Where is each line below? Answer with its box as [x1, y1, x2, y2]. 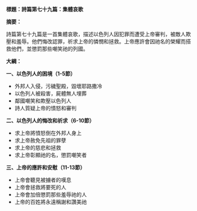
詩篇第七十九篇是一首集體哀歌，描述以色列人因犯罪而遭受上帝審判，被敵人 [6, 30, 186, 38]
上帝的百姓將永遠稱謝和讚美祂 [14, 199, 87, 205]
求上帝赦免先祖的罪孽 [14, 137, 66, 144]
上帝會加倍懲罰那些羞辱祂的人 [14, 191, 87, 198]
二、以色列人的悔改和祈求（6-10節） [6, 117, 95, 124]
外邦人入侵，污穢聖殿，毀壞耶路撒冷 [14, 83, 103, 90]
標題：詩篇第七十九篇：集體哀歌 [6, 6, 83, 12]
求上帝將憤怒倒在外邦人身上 [14, 130, 82, 137]
